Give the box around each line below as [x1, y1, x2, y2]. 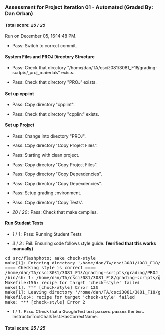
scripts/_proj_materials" [12, 70, 60, 76]
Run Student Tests [5, 220, 44, 226]
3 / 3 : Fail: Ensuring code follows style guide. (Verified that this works [12, 240, 156, 246]
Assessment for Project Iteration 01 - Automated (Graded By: [5, 4, 154, 11]
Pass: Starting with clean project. [12, 152, 80, 158]
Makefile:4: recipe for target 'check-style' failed [5, 294, 135, 300]
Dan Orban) [5, 10, 33, 17]
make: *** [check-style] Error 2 [5, 299, 86, 305]
